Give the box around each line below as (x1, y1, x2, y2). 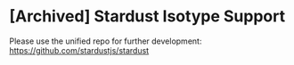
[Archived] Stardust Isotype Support (9, 6, 286, 27)
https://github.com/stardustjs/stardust (9, 45, 150, 55)
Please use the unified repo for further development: (9, 36, 202, 46)
